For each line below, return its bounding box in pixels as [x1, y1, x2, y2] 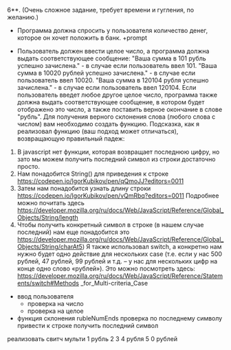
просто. [16, 163, 40, 170]
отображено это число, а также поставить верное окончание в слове [16, 106, 223, 113]
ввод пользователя [16, 292, 74, 301]
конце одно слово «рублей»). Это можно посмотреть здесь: [16, 264, 196, 272]
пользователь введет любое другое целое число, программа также [16, 91, 218, 99]
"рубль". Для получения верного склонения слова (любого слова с [16, 113, 216, 121]
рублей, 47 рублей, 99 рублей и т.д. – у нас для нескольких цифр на [16, 257, 218, 265]
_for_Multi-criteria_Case [80, 279, 148, 287]
